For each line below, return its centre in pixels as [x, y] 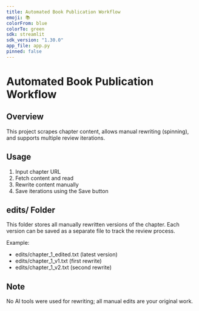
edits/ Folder [31, 210]
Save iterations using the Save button [62, 191]
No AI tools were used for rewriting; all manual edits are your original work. [99, 301]
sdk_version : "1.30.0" [35, 40]
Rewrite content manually [47, 184]
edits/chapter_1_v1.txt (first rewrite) [58, 261]
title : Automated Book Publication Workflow [63, 12]
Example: [18, 243]
